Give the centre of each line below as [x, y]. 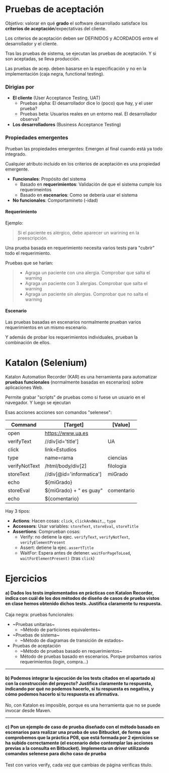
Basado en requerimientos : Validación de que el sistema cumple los [91, 184]
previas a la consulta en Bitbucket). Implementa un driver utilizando [77, 748]
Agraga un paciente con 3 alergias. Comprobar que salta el [86, 283]
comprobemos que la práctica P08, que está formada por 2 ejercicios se [82, 738]
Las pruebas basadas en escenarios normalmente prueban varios [73, 322]
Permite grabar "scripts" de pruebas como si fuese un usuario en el [75, 397]
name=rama [59, 457]
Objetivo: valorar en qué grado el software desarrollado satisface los [76, 23]
